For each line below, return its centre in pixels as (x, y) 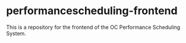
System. (16, 33)
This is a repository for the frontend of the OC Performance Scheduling (93, 27)
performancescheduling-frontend (92, 11)
